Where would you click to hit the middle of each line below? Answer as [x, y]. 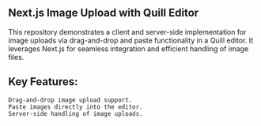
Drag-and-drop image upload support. [70, 100]
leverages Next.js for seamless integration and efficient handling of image [129, 48]
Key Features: [43, 82]
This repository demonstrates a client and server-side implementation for [127, 31]
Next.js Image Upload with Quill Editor [104, 13]
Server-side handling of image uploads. [76, 113]
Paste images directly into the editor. [76, 107]
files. [16, 57]
